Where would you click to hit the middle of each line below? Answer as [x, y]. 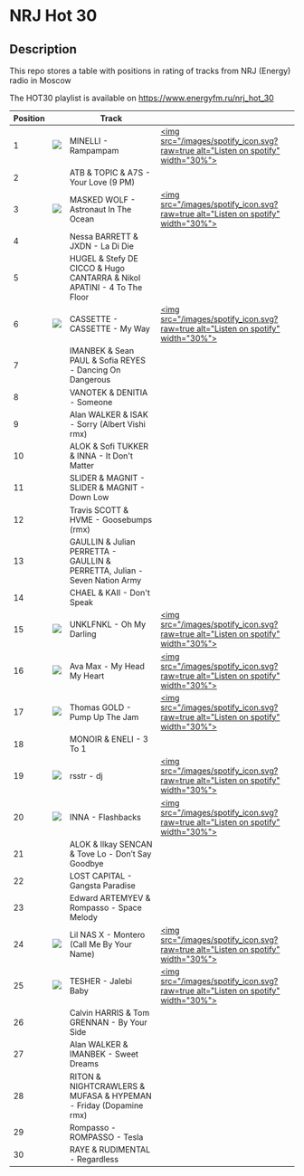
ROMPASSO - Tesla [106, 1137]
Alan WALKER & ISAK [109, 414]
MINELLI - [89, 140]
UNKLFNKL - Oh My [108, 624]
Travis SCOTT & [99, 510]
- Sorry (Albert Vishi [108, 424]
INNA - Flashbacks [105, 817]
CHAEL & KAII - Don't [110, 593]
